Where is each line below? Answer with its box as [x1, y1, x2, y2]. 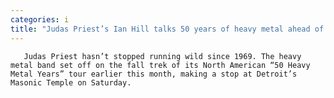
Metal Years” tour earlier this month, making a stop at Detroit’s [10, 69, 298, 79]
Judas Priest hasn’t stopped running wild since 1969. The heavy [23, 51, 302, 61]
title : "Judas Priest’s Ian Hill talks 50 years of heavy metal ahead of [10, 24, 325, 34]
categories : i [10, 14, 70, 25]
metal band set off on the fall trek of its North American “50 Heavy [10, 60, 311, 70]
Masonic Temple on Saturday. [10, 77, 132, 88]
